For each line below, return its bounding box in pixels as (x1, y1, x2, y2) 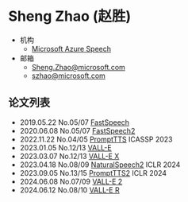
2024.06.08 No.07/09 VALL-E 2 (19, 177, 123, 186)
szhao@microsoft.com (31, 71, 106, 80)
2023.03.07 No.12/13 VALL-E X (19, 151, 120, 161)
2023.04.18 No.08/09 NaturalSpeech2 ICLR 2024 (19, 160, 181, 169)
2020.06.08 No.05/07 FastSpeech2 (19, 126, 136, 135)
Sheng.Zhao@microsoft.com (31, 62, 125, 72)
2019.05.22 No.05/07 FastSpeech (19, 117, 129, 127)
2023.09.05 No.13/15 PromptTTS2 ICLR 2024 (19, 168, 167, 177)
